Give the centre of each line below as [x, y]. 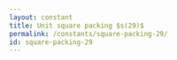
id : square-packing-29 [51, 42]
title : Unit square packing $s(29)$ [77, 26]
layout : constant [41, 17]
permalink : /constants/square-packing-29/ [88, 34]
